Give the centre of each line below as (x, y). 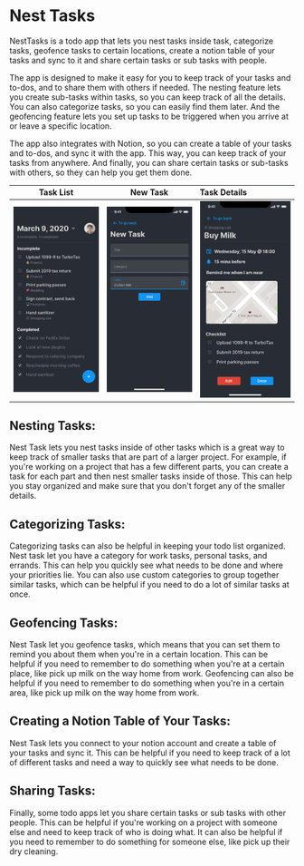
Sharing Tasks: (53, 791)
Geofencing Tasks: (64, 623)
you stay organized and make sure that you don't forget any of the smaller (147, 486)
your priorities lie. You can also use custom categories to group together (144, 575)
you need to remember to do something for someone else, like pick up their (150, 842)
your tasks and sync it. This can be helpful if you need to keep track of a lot (150, 753)
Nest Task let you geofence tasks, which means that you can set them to (145, 645)
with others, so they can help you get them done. (101, 172)
